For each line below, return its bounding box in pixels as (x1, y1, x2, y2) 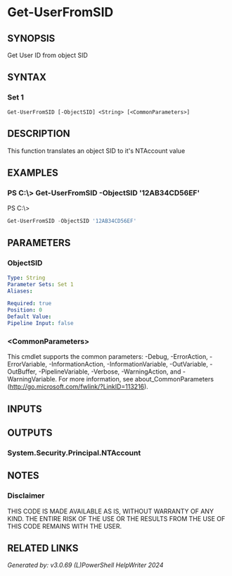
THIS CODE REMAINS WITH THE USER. (7, 522, 122, 530)
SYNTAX (7, 71, 47, 83)
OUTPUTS (7, 427, 53, 439)
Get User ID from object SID (7, 51, 88, 59)
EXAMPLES (7, 166, 58, 178)
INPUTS (7, 403, 42, 415)
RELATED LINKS (7, 542, 79, 554)
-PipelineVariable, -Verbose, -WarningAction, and (38, 367, 181, 376)
